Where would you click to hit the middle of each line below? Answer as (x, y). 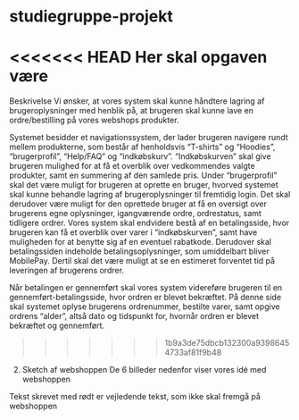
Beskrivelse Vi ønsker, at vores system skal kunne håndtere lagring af (137, 101)
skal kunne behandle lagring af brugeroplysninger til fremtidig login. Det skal (150, 195)
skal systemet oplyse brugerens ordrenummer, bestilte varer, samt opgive (145, 307)
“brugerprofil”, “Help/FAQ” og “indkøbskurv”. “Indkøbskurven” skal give (140, 156)
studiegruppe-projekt (91, 17)
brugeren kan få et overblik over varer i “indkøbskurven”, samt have (133, 232)
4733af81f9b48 (193, 353)
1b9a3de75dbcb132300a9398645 (227, 343)
